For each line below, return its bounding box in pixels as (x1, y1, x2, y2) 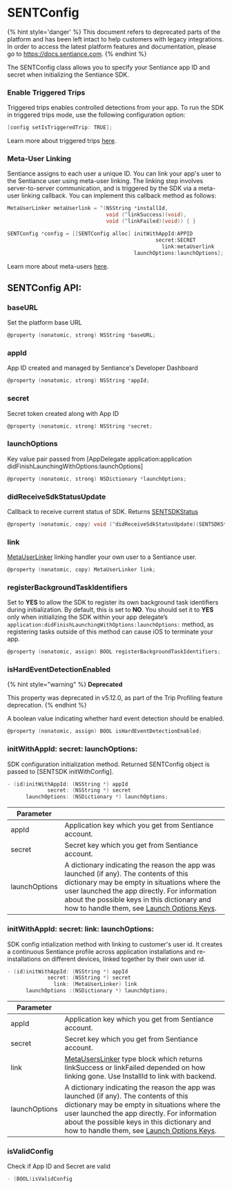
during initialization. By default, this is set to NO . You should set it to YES (7, 606, 214, 614)
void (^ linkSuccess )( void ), (106, 211, 187, 218)
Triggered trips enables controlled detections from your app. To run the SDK (7, 104, 224, 112)
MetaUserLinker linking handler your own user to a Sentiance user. (7, 553, 197, 561)
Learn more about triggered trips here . (7, 137, 117, 145)
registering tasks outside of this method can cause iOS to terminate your (7, 627, 214, 636)
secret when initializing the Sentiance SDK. (7, 70, 130, 79)
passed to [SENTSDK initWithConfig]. (7, 767, 114, 775)
